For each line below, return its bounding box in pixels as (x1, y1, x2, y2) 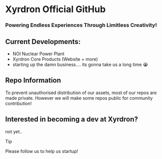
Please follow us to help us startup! (5, 148, 78, 154)
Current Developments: (5, 37, 81, 46)
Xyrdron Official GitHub (5, 4, 106, 15)
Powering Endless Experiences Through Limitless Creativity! (5, 22, 157, 29)
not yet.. (5, 128, 23, 135)
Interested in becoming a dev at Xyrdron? (5, 115, 138, 124)
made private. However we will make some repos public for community (5, 95, 153, 101)
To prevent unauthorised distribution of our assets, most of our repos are (5, 90, 157, 96)
